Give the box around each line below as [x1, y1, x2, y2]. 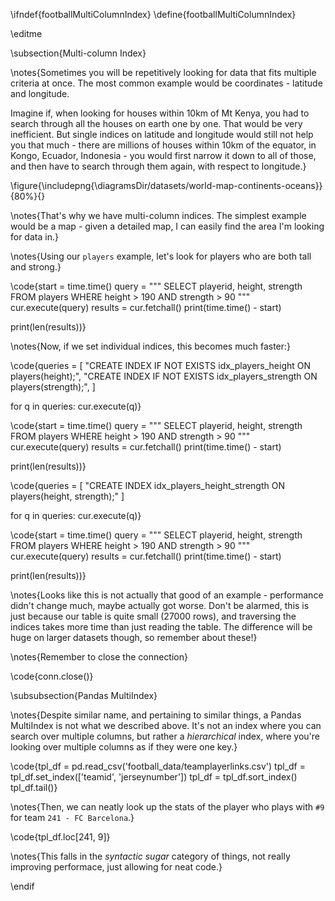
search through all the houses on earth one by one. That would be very [10, 118, 303, 129]
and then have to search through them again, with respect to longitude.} [10, 160, 307, 172]
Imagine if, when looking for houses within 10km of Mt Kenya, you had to [10, 107, 310, 119]
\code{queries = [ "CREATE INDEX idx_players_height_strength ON [10, 480, 285, 491]
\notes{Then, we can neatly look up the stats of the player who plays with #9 [10, 801, 325, 813]
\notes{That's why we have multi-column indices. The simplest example [10, 210, 307, 221]
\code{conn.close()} [10, 670, 94, 682]
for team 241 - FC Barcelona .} [10, 812, 135, 823]
